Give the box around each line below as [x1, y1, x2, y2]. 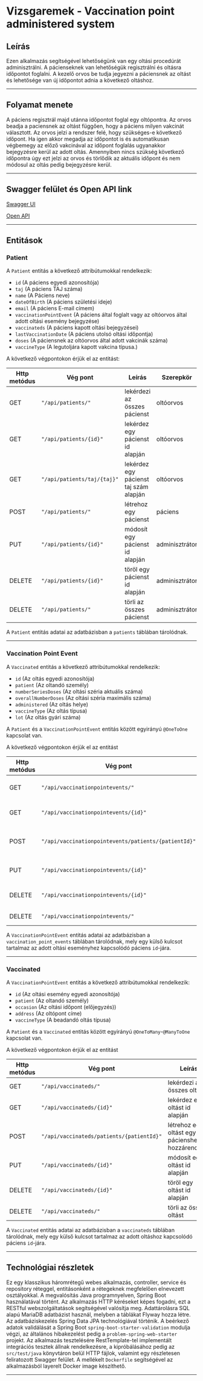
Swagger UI [6, 200, 36, 207]
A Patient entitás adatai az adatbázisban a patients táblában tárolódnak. [6, 628, 188, 636]
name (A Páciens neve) [14, 292, 70, 299]
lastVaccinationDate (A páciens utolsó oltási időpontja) [14, 330, 153, 338]
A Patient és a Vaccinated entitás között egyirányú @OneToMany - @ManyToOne [6, 1028, 190, 1035]
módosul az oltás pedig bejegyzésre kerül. [6, 161, 112, 168]
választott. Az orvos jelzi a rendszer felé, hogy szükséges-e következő [6, 128, 182, 136]
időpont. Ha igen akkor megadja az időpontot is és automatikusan [6, 135, 170, 142]
